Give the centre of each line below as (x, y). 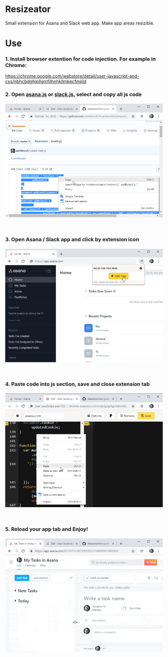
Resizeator (28, 9)
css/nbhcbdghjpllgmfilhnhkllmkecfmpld (46, 82)
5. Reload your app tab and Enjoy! (47, 529)
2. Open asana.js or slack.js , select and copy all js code (73, 95)
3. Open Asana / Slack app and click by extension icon (72, 239)
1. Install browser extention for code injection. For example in (80, 59)
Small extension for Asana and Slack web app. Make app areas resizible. (80, 23)
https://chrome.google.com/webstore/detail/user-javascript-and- (72, 76)
